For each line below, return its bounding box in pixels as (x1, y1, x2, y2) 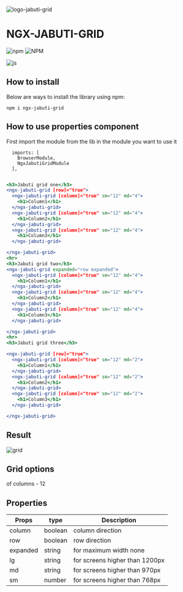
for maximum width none (73, 546, 145, 555)
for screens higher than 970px (73, 566, 161, 574)
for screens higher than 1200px (73, 556, 165, 565)
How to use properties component (6, 122, 139, 132)
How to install (6, 77, 60, 87)
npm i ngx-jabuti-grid (6, 104, 64, 111)
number (44, 576, 67, 585)
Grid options (6, 464, 55, 475)
